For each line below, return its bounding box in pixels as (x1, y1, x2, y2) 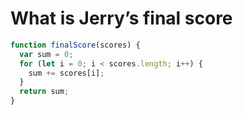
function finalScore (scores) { (10, 40, 141, 50)
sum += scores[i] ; (28, 68, 105, 78)
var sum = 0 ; (19, 49, 74, 59)
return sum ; (19, 87, 70, 97)
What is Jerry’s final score (10, 7, 233, 30)
